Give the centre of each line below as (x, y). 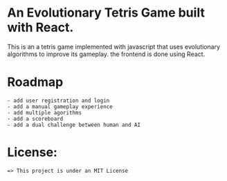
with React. (40, 27)
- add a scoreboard (35, 119)
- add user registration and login (58, 101)
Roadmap (35, 82)
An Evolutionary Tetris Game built (106, 13)
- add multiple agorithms (44, 112)
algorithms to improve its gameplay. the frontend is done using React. (106, 54)
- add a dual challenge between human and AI (74, 125)
